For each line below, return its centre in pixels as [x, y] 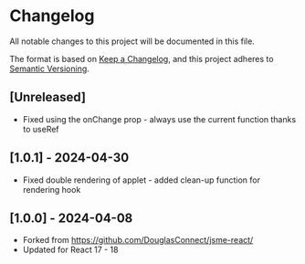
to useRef [41, 129]
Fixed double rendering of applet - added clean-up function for [141, 180]
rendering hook [52, 189]
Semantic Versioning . [49, 69]
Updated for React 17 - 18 [70, 250]
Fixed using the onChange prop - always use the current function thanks [159, 119]
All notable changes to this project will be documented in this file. [132, 41]
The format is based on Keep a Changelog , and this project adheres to [142, 58]
